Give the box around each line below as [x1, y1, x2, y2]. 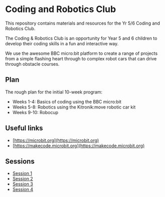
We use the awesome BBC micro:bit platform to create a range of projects [5, 50, 158, 56]
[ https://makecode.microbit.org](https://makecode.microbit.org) [12, 142, 145, 149]
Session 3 [12, 181, 34, 187]
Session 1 [12, 170, 33, 176]
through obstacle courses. [5, 61, 60, 67]
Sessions [5, 157, 35, 165]
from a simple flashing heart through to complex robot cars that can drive [5, 55, 157, 61]
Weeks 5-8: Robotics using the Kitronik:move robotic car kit [12, 104, 136, 110]
